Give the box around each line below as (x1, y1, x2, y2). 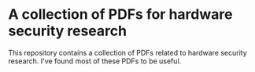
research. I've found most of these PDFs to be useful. (8, 56, 182, 66)
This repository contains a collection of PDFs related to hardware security (8, 48, 248, 57)
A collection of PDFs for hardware (8, 5, 233, 23)
